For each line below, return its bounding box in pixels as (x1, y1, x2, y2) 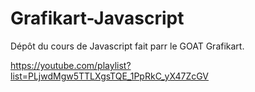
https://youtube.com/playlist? (10, 59, 132, 71)
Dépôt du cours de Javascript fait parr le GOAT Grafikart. (10, 40, 245, 52)
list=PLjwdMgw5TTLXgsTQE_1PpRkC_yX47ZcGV (10, 70, 210, 82)
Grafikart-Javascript (10, 7, 185, 30)
